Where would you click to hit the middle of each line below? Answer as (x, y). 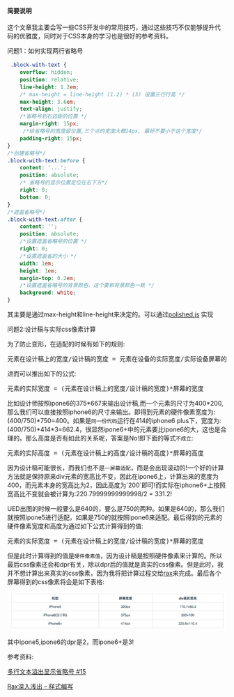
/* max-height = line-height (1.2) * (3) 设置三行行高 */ (102, 94)
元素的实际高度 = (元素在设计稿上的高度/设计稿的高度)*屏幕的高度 (106, 453)
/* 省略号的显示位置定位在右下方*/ (64, 183)
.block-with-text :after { (45, 220)
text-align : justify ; (51, 109)
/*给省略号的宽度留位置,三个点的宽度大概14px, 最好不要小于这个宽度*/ (112, 131)
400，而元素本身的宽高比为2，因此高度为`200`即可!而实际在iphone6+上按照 (117, 485)
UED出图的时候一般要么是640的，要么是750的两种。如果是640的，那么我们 (116, 509)
